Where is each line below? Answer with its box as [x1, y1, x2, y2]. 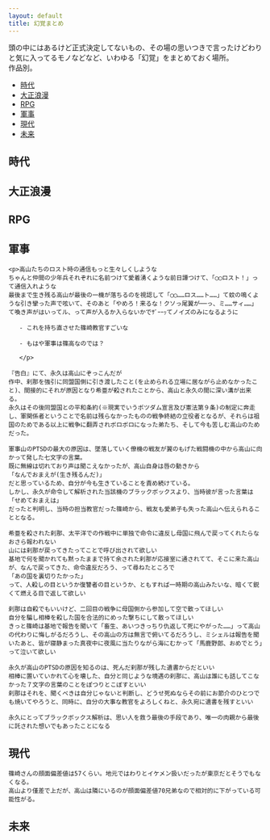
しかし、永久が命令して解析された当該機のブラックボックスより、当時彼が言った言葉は [8, 488, 254, 497]
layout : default [8, 11, 63, 20]
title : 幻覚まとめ [8, 19, 64, 27]
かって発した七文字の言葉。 [8, 454, 86, 462]
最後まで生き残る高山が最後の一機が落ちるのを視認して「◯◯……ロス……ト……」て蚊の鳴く [8, 292, 253, 300]
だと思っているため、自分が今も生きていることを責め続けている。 [8, 480, 195, 488]
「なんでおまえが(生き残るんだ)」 [8, 471, 106, 479]
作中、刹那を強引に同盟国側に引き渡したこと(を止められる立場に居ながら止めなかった [8, 378, 252, 386]
